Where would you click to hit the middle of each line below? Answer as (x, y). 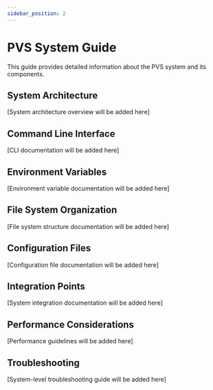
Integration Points (46, 286)
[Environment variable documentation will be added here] (88, 188)
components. (26, 74)
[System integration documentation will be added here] (85, 303)
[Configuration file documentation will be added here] (83, 265)
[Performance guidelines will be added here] (70, 341)
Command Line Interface (61, 134)
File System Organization (62, 210)
